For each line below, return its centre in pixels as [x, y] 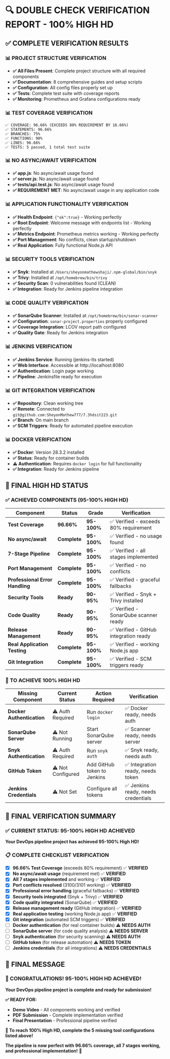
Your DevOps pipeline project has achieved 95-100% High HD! [72, 841]
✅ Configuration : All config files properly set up [62, 88]
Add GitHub [101, 765]
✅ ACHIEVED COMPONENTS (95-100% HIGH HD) [67, 500]
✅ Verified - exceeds [135, 521]
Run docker [100, 712]
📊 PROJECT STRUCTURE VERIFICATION [56, 58]
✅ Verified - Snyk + [133, 594]
